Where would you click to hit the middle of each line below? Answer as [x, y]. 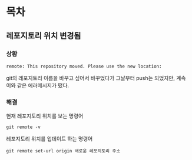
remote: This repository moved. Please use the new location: [84, 66]
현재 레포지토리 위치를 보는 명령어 [45, 116]
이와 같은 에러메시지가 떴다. [38, 85]
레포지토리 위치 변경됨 [44, 36]
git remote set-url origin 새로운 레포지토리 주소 [63, 151]
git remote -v [24, 127]
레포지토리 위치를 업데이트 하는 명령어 [49, 139]
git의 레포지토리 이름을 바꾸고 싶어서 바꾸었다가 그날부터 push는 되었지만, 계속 [96, 78]
